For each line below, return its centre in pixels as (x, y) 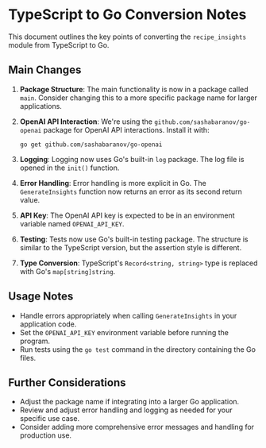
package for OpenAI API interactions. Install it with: (126, 129)
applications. (40, 106)
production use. (46, 435)
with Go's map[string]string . (67, 271)
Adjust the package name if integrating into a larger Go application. (129, 402)
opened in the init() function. (69, 168)
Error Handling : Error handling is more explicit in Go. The (113, 183)
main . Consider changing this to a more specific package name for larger (139, 98)
